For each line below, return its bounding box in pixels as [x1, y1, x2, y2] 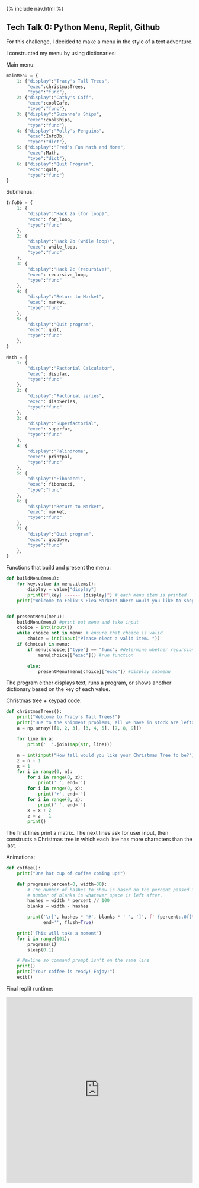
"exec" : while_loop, [27, 244, 78, 250]
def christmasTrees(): [6, 709, 62, 715]
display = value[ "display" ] [27, 587, 97, 593]
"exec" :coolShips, [27, 117, 73, 122]
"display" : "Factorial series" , [27, 393, 105, 399]
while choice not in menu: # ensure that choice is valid [17, 630, 163, 636]
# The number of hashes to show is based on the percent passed [27, 887, 190, 892]
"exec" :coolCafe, [27, 100, 70, 106]
